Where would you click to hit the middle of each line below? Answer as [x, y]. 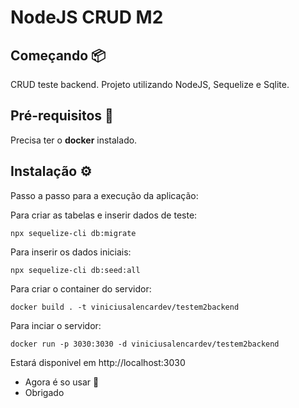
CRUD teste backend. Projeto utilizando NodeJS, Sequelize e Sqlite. [150, 84]
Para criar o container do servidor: [81, 288]
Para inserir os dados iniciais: [71, 252]
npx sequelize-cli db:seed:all [75, 270]
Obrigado [44, 392]
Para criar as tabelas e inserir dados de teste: [104, 215]
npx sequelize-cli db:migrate [73, 233]
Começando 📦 [58, 55]
